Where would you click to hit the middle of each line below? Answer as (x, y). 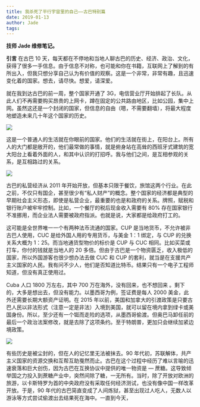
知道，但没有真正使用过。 (37, 272)
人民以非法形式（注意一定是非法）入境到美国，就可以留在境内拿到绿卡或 (100, 307)
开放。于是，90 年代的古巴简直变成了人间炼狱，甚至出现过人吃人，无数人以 (99, 390)
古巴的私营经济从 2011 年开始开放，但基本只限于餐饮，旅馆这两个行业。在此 (99, 185)
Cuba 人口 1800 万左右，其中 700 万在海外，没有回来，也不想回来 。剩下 (96, 285)
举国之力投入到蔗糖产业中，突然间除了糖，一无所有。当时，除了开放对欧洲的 (100, 376)
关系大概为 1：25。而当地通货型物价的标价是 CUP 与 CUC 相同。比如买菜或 (98, 243)
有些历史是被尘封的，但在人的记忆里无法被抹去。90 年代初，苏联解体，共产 (99, 354)
